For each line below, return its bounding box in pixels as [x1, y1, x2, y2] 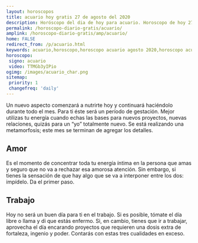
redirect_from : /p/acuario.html [6, 42, 85, 48]
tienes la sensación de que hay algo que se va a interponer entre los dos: [6, 172, 184, 179]
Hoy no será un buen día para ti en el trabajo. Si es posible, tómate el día [6, 211, 182, 218]
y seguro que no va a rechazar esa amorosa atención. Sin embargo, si [6, 166, 176, 173]
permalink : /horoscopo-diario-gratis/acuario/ [6, 25, 123, 31]
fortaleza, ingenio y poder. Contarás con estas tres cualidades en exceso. [6, 229, 185, 237]
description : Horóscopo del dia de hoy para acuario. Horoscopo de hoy [6, 19, 186, 25]
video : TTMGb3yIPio [8, 63, 57, 70]
